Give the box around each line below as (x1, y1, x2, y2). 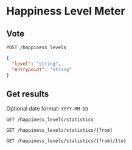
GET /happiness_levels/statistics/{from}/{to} (6, 138, 127, 144)
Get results (6, 89, 49, 99)
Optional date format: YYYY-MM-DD (6, 105, 89, 112)
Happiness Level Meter (6, 4, 126, 18)
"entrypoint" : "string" (12, 66, 72, 72)
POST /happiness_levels (6, 44, 67, 50)
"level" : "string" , (12, 61, 61, 67)
